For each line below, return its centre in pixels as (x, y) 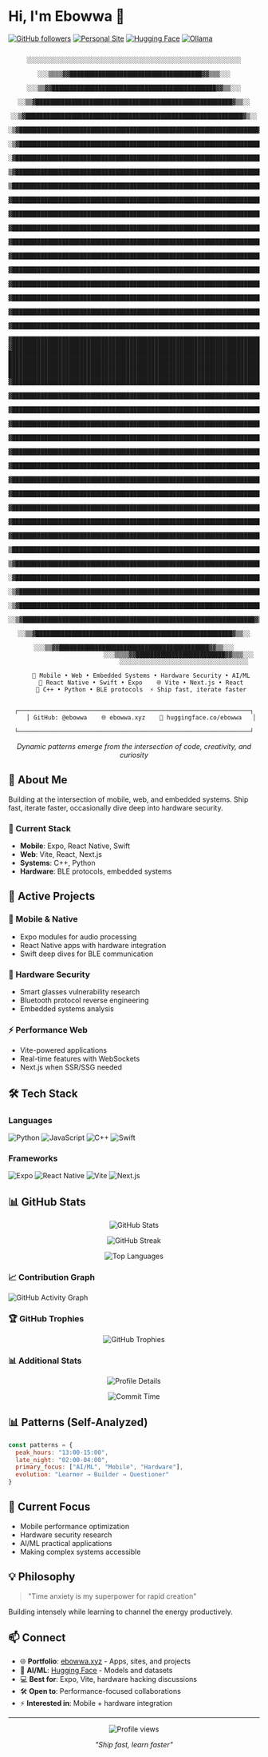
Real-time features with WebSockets (80, 1059)
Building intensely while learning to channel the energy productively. (120, 1612)
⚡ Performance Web (48, 1030)
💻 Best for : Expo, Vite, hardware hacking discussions (108, 1679)
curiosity (134, 755)
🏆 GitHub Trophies (46, 1319)
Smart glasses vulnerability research (80, 992)
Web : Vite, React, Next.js (61, 855)
